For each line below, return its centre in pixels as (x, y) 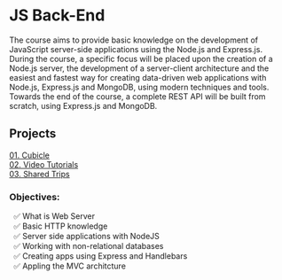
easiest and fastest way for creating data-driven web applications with (138, 77)
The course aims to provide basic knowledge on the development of (134, 40)
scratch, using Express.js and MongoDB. (83, 105)
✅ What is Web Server (54, 216)
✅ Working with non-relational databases (88, 246)
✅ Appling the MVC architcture (70, 266)
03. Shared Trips (39, 174)
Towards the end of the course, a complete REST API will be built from (137, 96)
